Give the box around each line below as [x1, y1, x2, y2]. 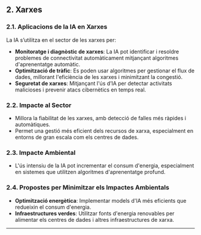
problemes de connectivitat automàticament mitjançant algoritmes [14, 54, 179, 62]
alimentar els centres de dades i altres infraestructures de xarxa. [14, 216, 175, 223]
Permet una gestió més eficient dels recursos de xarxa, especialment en [14, 127, 193, 134]
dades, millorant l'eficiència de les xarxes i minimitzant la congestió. [14, 73, 183, 80]
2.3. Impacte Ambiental [6, 148, 76, 157]
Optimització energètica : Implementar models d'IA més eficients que [14, 197, 187, 204]
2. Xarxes [6, 5, 42, 15]
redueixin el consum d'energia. [14, 203, 92, 210]
